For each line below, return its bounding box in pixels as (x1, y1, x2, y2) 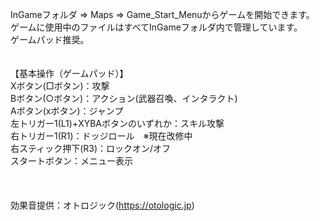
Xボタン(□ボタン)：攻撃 (10, 80, 110, 92)
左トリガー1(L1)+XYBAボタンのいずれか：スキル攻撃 (10, 118, 225, 129)
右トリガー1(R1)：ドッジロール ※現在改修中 (10, 130, 193, 142)
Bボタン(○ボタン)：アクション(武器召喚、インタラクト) (10, 93, 238, 104)
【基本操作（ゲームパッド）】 (10, 68, 129, 79)
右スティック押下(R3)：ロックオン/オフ (10, 143, 172, 154)
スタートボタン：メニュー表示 (10, 155, 133, 167)
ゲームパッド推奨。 (10, 34, 90, 45)
